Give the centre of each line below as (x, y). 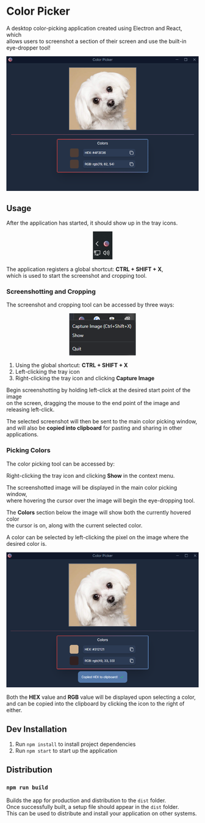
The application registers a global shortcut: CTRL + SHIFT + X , (85, 269)
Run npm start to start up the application (66, 750)
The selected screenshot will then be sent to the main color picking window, (102, 422)
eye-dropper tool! (28, 48)
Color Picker (38, 11)
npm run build (27, 788)
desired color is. (27, 543)
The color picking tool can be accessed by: (60, 464)
